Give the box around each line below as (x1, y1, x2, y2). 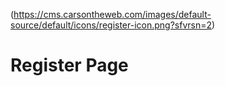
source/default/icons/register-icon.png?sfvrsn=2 (10, 19, 213, 31)
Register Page (10, 54, 129, 77)
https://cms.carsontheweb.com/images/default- (13, 9, 212, 20)
